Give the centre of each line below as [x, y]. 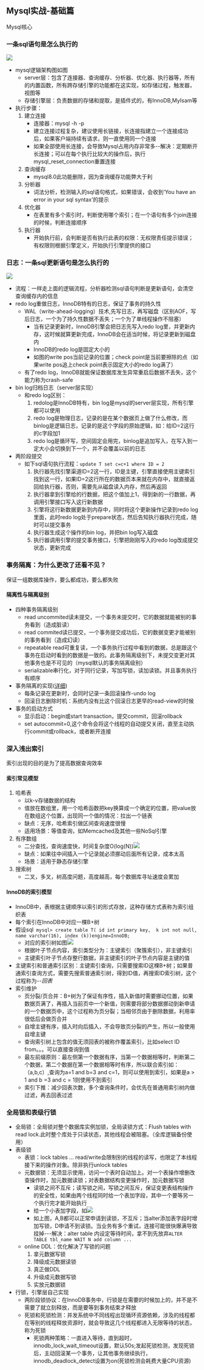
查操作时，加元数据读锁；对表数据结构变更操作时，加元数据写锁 [104, 1180]
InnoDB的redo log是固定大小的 [72, 350]
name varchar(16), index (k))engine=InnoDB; [72, 936]
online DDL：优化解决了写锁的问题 [67, 1246]
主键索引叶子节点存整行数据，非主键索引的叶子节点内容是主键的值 [107, 958]
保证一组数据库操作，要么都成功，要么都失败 [62, 579]
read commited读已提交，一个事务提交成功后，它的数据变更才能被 [107, 632]
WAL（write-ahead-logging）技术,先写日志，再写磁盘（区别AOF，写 [110, 311]
